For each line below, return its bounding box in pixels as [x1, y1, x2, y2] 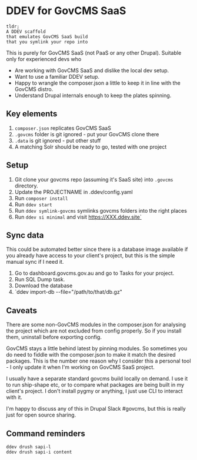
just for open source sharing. [6, 411, 76, 418]
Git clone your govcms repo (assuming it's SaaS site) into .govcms [14, 176, 173, 183]
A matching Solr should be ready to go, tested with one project [14, 143, 167, 150]
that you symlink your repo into [6, 39, 88, 45]
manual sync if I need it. [6, 258, 64, 266]
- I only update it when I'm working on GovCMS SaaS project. [6, 364, 155, 371]
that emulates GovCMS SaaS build [6, 33, 88, 39]
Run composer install [14, 194, 68, 202]
